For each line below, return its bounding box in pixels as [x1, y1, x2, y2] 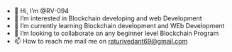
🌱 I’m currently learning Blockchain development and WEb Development [13, 22, 225, 30]
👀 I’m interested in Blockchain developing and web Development [13, 14, 202, 22]
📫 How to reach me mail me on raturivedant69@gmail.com [13, 37, 188, 45]
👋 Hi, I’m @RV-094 [13, 7, 70, 15]
